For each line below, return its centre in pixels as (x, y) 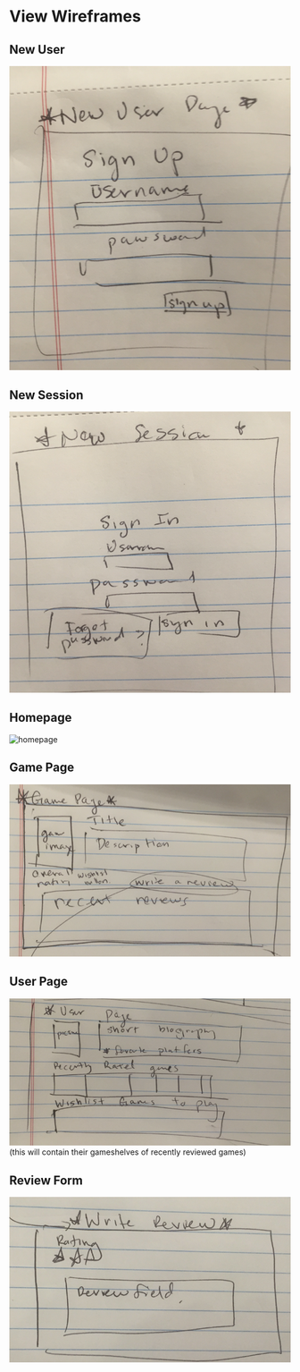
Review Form (46, 1180)
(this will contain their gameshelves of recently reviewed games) (128, 1152)
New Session (46, 395)
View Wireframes (75, 17)
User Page (39, 982)
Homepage (41, 718)
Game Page (42, 768)
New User (37, 50)
